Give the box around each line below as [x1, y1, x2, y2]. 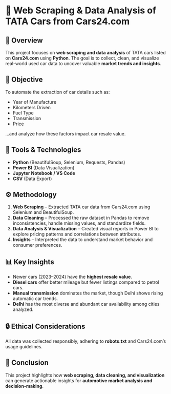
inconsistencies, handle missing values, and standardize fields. [12, 220, 146, 226]
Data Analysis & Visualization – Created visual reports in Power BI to [12, 226, 159, 232]
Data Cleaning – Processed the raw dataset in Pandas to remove [12, 215, 149, 221]
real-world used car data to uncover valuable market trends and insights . [5, 61, 161, 66]
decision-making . [5, 383, 44, 389]
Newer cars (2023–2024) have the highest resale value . [12, 274, 132, 280]
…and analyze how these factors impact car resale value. [5, 130, 126, 136]
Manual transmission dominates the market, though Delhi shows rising [12, 290, 163, 297]
